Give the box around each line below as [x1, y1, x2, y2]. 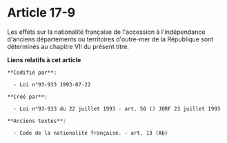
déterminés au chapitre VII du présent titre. [7, 42, 129, 50]
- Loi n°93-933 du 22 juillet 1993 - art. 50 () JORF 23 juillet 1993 [13, 105, 221, 112]
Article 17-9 [7, 5, 76, 21]
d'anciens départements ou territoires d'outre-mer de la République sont [7, 35, 214, 43]
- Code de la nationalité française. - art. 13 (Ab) [13, 129, 168, 136]
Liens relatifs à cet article [7, 55, 81, 64]
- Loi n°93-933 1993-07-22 [13, 81, 91, 88]
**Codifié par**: [7, 69, 57, 76]
